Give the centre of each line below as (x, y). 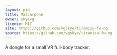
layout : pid (17, 10)
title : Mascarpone (24, 14)
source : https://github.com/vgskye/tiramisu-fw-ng (59, 33)
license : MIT (19, 24)
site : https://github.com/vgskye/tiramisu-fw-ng (57, 28)
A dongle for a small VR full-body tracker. (48, 47)
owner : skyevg (20, 19)
